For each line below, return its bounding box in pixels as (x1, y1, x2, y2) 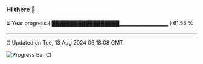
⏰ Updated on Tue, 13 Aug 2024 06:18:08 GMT (6, 39, 124, 46)
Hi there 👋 (6, 5, 36, 14)
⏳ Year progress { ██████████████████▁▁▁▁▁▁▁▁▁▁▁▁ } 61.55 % (6, 19, 193, 27)
